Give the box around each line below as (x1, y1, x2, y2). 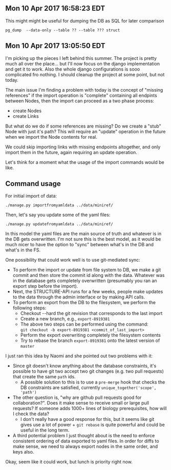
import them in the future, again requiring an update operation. (5, 149, 137, 155)
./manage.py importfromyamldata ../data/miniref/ (5, 203, 114, 208)
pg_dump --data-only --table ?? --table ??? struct (5, 28, 120, 33)
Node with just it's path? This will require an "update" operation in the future (5, 128, 166, 135)
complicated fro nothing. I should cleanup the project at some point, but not (5, 71, 165, 77)
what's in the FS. (5, 247, 41, 253)
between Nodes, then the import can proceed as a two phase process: (5, 97, 155, 104)
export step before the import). (12, 283, 78, 289)
